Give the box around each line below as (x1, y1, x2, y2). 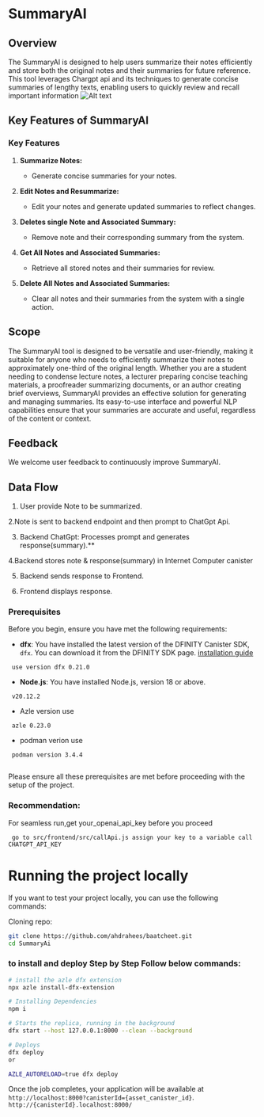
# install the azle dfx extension (8, 976, 123, 984)
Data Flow (8, 480, 58, 494)
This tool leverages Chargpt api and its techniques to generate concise (8, 74, 239, 83)
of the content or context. (8, 414, 92, 423)
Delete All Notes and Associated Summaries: (19, 278, 171, 288)
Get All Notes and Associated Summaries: (19, 247, 160, 257)
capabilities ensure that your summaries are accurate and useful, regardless (8, 405, 256, 414)
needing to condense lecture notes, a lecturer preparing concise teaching (8, 372, 248, 381)
